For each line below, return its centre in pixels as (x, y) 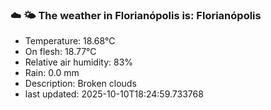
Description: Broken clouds (80, 84)
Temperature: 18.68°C (70, 41)
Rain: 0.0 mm (52, 73)
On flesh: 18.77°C (60, 52)
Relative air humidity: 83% (79, 62)
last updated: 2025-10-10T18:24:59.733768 (114, 94)
